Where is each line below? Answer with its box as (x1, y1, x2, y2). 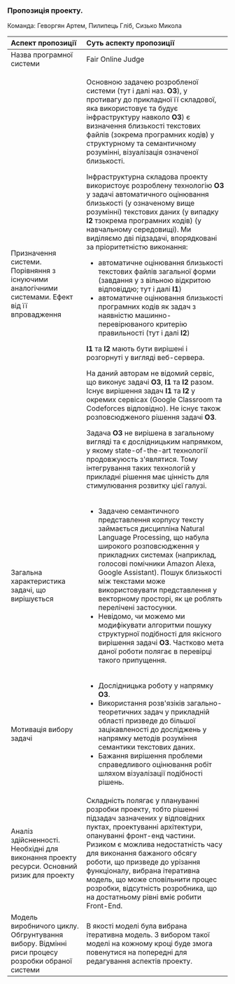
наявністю (97, 311, 134, 321)
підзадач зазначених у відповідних (86, 813, 205, 823)
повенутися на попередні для (86, 948, 187, 957)
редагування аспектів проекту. (86, 957, 193, 966)
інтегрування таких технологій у (86, 463, 196, 473)
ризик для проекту (10, 870, 75, 880)
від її (10, 301, 28, 311)
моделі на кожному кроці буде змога (86, 939, 213, 949)
